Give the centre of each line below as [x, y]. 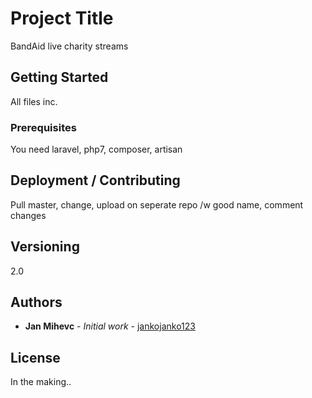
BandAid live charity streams [69, 46]
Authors [36, 302]
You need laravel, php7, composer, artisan [96, 149]
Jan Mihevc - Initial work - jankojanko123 [110, 326]
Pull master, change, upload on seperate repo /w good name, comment [157, 204]
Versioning [45, 247]
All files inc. [34, 101]
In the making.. [41, 382]
